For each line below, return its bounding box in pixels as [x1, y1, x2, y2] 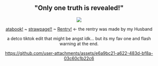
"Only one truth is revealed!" [34, 4, 124, 12]
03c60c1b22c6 [63, 55, 95, 61]
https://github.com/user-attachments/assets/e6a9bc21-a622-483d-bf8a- [5, 50, 153, 56]
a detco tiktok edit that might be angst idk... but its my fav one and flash [7, 35, 151, 41]
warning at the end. [59, 41, 99, 46]
